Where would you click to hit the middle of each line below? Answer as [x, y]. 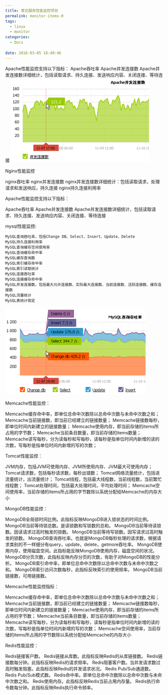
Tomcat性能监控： [24, 456]
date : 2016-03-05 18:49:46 [33, 53]
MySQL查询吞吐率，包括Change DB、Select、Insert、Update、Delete [70, 237]
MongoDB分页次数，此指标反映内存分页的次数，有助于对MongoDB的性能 [80, 557]
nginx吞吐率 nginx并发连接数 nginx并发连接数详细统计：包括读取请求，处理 [82, 181]
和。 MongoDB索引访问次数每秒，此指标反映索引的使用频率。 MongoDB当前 [84, 569]
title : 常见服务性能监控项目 [32, 11]
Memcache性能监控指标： [32, 586]
